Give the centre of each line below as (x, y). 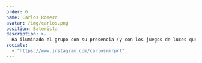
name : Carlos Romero (32, 17)
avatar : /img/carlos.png (37, 23)
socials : (17, 46)
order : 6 (17, 12)
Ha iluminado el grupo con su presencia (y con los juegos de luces (99, 40)
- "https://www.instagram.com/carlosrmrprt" (68, 51)
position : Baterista (32, 28)
